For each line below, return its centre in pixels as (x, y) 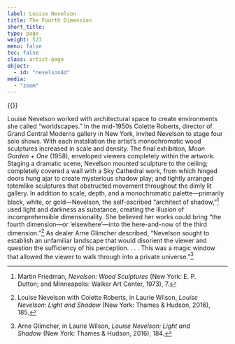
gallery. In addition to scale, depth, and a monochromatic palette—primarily (116, 193)
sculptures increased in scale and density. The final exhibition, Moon (106, 149)
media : (17, 79)
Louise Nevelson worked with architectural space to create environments (113, 119)
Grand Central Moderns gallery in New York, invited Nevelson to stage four (115, 134)
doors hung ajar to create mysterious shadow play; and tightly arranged (111, 179)
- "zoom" (26, 85)
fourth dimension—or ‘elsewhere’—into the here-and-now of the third (107, 224)
